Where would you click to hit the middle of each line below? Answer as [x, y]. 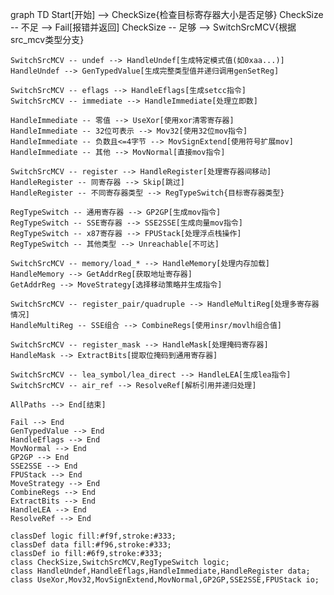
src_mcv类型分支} [47, 39]
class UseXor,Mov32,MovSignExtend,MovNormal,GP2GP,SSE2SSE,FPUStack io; [165, 580]
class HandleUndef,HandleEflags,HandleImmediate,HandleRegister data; [160, 571]
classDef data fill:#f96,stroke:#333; [91, 545]
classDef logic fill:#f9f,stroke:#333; [93, 536]
